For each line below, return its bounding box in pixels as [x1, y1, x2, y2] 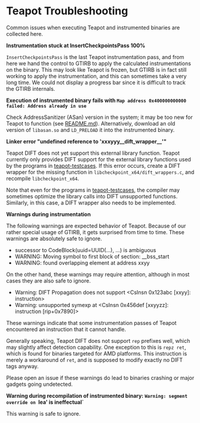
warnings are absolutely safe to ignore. [6, 235, 103, 242]
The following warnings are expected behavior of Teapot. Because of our [6, 222, 186, 229]
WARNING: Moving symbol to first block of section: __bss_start [14, 253, 170, 260]
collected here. [6, 30, 44, 37]
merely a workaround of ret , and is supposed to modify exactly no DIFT [6, 356, 183, 363]
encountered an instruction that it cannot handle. [6, 326, 127, 333]
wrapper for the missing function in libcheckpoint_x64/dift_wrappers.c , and [6, 168, 195, 176]
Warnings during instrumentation [6, 210, 91, 217]
